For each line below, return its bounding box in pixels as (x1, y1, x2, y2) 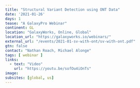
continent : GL (5, 25, 35, 30)
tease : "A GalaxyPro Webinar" (5, 21, 68, 26)
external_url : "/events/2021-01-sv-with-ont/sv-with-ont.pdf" (5, 39, 136, 44)
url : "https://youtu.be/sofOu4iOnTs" (14, 66, 92, 71)
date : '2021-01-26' (5, 12, 45, 17)
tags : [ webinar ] (5, 52, 43, 58)
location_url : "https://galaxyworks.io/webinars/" (5, 35, 111, 40)
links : (5, 57, 19, 62)
